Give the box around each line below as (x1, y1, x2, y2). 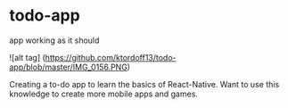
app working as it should (9, 35, 100, 46)
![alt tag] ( (9, 52, 46, 62)
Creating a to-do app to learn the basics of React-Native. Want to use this (9, 79, 280, 89)
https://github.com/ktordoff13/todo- (45, 52, 177, 62)
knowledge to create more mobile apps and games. (9, 88, 199, 99)
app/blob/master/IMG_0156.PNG (9, 62, 128, 72)
